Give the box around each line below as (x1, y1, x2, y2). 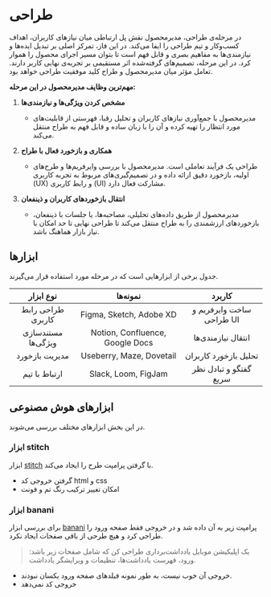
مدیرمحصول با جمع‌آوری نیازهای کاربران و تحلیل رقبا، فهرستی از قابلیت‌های (32, 112, 257, 122)
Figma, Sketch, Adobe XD (80, 309, 177, 320)
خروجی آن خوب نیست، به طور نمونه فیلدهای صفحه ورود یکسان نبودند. (20, 570, 232, 580)
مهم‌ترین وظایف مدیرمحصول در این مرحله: (9, 82, 136, 92)
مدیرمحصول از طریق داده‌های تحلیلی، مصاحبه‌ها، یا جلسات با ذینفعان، (32, 209, 240, 219)
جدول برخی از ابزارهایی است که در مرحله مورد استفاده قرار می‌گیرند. (9, 271, 219, 280)
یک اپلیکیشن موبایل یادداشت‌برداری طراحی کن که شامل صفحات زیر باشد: (28, 546, 250, 556)
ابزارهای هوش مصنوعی (9, 400, 114, 415)
